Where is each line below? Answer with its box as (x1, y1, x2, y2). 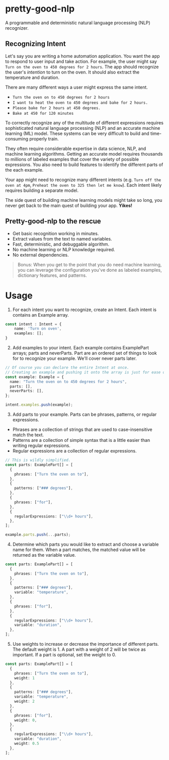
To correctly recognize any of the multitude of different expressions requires (5, 119, 164, 126)
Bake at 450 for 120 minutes (12, 111, 74, 116)
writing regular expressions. (12, 442, 70, 448)
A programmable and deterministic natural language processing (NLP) (5, 20, 150, 26)
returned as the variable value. (12, 552, 76, 558)
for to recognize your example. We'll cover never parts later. (12, 355, 137, 361)
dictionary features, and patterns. (17, 272, 87, 278)
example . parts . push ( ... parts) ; (5, 532, 71, 538)
